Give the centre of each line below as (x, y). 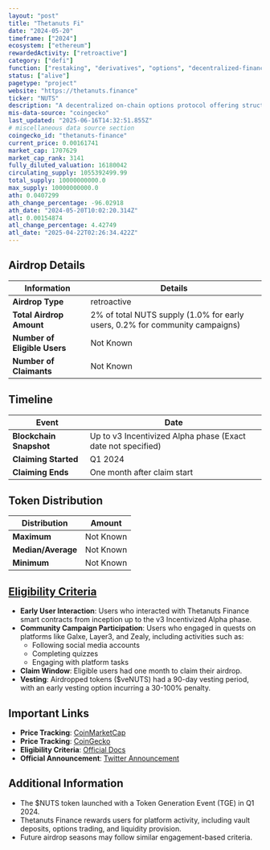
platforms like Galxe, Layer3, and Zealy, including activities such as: (132, 637)
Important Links (49, 713)
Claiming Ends (41, 472)
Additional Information (66, 784)
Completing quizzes (65, 654)
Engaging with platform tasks (80, 662)
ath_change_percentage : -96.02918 (66, 203)
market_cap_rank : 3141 (46, 158)
